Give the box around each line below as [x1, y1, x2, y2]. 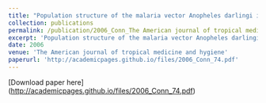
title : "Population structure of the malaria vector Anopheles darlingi [8, 11, 253, 20]
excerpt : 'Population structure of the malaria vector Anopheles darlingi [8, 33, 260, 42]
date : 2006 [8, 41, 44, 49]
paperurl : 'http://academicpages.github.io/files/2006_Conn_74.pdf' [8, 56, 239, 64]
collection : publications [8, 19, 93, 27]
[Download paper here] [8, 77, 85, 87]
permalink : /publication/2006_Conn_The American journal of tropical [8, 26, 243, 34]
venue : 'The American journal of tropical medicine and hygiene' [8, 48, 228, 56]
